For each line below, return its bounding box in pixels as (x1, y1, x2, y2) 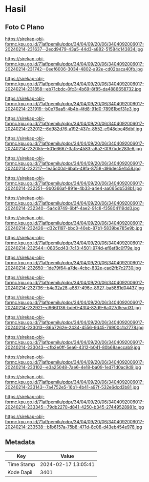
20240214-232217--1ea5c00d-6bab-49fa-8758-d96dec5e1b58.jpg (5, 165, 141, 171)
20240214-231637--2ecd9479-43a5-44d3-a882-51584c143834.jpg (5, 46, 143, 52)
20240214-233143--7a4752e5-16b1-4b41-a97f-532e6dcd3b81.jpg (5, 384, 139, 390)
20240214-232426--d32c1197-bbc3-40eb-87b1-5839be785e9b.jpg (5, 225, 143, 231)
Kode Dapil (7, 469, 33, 476)
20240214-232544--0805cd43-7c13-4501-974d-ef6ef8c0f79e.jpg (5, 245, 140, 251)
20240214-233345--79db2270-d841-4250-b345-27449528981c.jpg (5, 404, 144, 410)
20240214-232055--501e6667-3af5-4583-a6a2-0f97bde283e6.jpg (5, 146, 142, 151)
